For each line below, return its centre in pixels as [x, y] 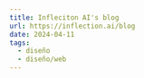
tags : [19, 43]
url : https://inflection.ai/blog [72, 26]
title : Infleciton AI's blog [64, 17]
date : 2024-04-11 [42, 34]
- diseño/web [42, 59]
